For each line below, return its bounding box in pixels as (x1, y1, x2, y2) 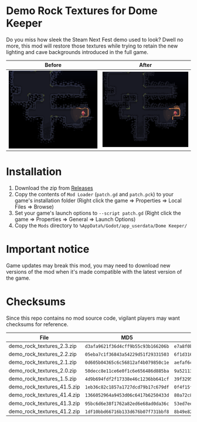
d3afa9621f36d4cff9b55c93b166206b (84, 343, 169, 349)
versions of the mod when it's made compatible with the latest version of (6, 269, 182, 276)
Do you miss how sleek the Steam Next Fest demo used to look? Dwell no (6, 36, 184, 43)
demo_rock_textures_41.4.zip (8, 391, 80, 398)
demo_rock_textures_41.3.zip (8, 400, 80, 407)
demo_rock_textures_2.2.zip (8, 351, 77, 357)
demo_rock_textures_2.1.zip (8, 359, 77, 366)
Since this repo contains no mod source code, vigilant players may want (6, 314, 180, 321)
